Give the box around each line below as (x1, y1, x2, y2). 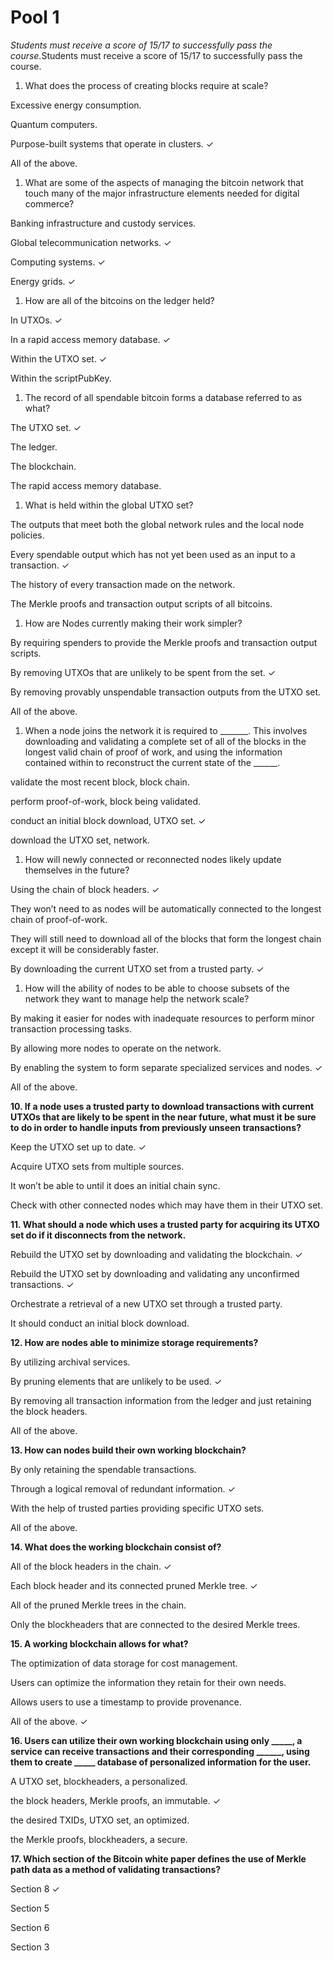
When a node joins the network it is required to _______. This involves (24, 724, 308, 736)
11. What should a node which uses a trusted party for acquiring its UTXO (10, 1218, 320, 1230)
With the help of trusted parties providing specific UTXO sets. (10, 1502, 265, 1514)
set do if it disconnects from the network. (10, 1229, 187, 1241)
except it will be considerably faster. (10, 943, 159, 955)
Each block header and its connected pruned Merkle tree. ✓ (10, 1579, 258, 1591)
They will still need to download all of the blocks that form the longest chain (10, 932, 322, 945)
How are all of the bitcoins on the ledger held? (24, 294, 215, 306)
